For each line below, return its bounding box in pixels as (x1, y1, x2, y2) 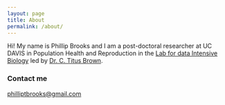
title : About (7, 17, 45, 23)
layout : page (7, 10, 45, 17)
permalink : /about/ (7, 23, 64, 30)
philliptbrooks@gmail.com (7, 89, 82, 97)
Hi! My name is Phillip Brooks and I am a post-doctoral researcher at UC (7, 42, 213, 50)
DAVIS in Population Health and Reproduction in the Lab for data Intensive (7, 49, 218, 57)
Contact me (7, 74, 48, 84)
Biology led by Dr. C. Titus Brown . (7, 57, 103, 65)
